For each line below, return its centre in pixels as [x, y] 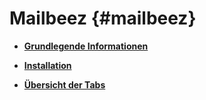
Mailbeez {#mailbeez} [103, 18]
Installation [47, 65]
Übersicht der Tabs [64, 84]
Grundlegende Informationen [86, 46]
